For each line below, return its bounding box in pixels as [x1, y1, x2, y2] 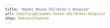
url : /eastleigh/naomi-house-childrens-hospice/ [5, 11, 106, 16]
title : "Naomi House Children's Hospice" [5, 7, 91, 12]
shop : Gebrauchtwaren [5, 16, 49, 20]
